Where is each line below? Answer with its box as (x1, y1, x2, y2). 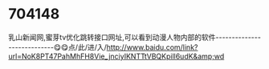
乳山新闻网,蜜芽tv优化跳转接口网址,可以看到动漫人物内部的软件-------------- (8, 32, 261, 42)
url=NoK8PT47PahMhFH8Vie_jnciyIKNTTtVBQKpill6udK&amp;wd (8, 51, 225, 61)
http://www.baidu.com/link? (106, 42, 198, 52)
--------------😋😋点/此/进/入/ (8, 42, 107, 52)
